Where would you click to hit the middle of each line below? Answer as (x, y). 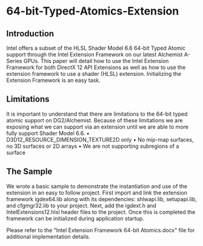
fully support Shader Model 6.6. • (48, 133)
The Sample (29, 172)
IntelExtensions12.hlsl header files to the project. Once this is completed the (101, 212)
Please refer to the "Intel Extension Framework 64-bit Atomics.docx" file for (101, 230)
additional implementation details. (48, 236)
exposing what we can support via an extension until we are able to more (98, 127)
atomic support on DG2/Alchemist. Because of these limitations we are (95, 120)
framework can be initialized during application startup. (75, 218)
